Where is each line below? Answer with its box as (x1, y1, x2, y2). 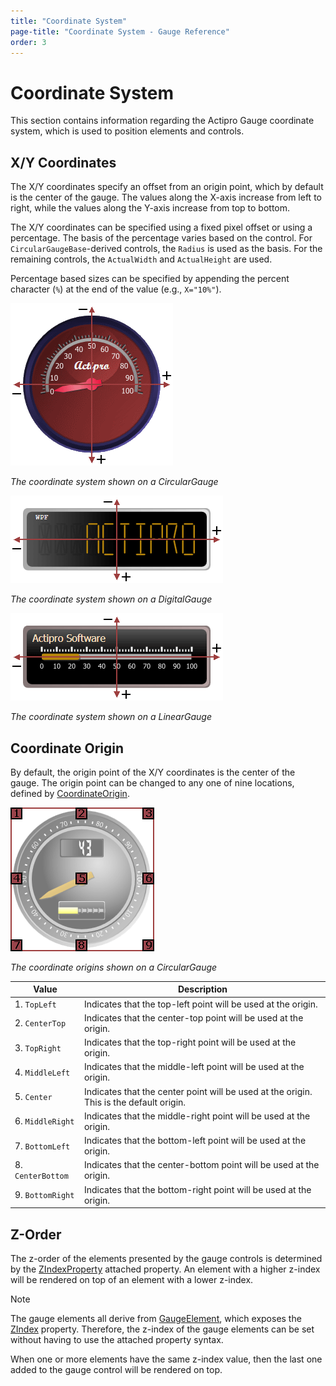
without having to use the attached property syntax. (10, 1334, 224, 1345)
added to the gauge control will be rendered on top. (10, 1364, 223, 1375)
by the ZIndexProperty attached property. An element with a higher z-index (10, 1263, 321, 1275)
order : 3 (10, 37, 47, 47)
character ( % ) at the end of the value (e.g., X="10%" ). (10, 283, 222, 295)
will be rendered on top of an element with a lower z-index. (10, 1274, 254, 1285)
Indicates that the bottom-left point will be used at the (83, 1135, 307, 1147)
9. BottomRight (14, 1189, 75, 1201)
